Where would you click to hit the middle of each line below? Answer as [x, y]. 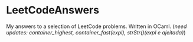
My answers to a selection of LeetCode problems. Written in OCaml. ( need [97, 26]
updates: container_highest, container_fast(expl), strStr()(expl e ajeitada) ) [96, 32]
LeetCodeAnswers [53, 10]
